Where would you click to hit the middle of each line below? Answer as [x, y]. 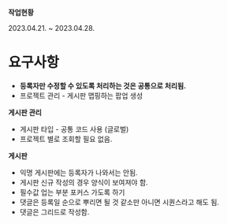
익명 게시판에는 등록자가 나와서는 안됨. [78, 172]
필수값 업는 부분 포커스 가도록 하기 [72, 192]
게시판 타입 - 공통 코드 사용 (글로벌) [74, 129]
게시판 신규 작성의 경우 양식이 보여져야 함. [84, 182]
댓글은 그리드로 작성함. [54, 211]
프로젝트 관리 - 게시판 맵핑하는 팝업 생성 [81, 95]
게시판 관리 [25, 112]
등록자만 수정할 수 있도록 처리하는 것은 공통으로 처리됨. [103, 85]
